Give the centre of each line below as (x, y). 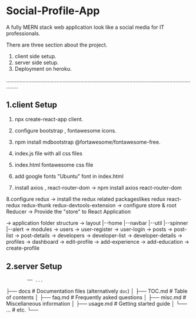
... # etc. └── (22, 310)
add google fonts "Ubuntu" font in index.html (69, 176)
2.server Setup (34, 266)
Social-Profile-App (53, 11)
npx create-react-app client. (49, 119)
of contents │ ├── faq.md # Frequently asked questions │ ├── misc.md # (96, 297)
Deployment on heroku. (43, 68)
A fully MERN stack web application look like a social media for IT (85, 27)
